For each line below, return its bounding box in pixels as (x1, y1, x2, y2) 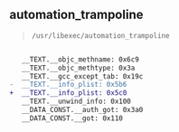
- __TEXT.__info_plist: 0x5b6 (9, 80, 127, 90)
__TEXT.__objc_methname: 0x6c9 (21, 54, 140, 64)
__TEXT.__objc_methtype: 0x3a (21, 63, 136, 72)
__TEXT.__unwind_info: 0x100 (21, 97, 131, 107)
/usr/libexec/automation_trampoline (31, 31, 170, 40)
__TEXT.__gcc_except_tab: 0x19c (21, 71, 144, 80)
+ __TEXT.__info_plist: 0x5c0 (9, 89, 127, 98)
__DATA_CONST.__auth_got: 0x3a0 (21, 106, 144, 115)
